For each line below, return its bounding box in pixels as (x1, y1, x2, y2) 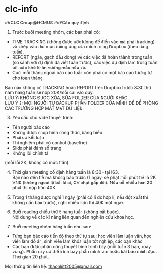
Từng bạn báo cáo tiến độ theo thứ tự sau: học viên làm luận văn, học (12, 233, 152, 239)
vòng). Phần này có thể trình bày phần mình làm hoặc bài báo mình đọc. (12, 249, 157, 254)
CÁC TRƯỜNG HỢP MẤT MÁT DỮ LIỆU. (5, 105, 84, 111)
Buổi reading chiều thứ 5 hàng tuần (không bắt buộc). (12, 209, 121, 215)
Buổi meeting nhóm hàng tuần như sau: (12, 224, 92, 229)
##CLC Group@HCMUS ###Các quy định (5, 20, 89, 25)
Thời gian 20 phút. (12, 253, 49, 260)
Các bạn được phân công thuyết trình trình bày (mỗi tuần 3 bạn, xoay (12, 243, 151, 249)
